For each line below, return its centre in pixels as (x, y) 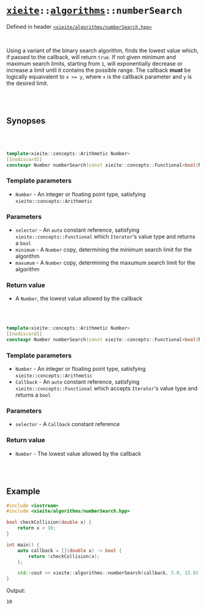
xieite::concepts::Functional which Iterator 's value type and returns (105, 236)
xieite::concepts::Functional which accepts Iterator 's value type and (106, 389)
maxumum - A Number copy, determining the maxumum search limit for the (105, 263)
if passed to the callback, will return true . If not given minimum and (91, 57)
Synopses (26, 121)
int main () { (23, 545)
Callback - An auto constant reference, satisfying (77, 382)
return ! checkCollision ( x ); (64, 556)
